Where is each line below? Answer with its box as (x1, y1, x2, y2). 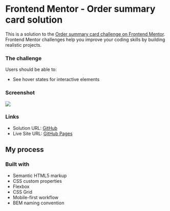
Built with (5, 161, 30, 168)
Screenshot (5, 89, 35, 97)
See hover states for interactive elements (12, 76, 100, 83)
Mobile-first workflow (12, 194, 59, 200)
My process (5, 145, 44, 154)
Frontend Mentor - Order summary (5, 3, 156, 15)
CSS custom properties (12, 178, 62, 184)
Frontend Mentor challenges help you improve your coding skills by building (5, 36, 165, 43)
